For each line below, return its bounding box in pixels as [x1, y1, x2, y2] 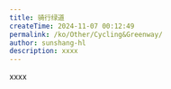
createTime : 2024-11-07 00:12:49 [9, 22, 135, 31]
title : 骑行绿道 [9, 13, 65, 22]
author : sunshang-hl [9, 38, 87, 48]
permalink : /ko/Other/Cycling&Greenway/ [9, 30, 164, 39]
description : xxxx [9, 47, 78, 56]
